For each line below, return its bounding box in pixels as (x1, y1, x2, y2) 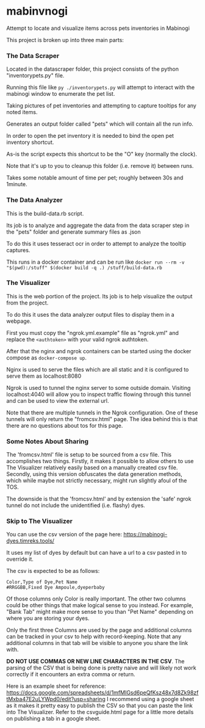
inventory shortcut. (6, 139, 54, 146)
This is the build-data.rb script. (6, 209, 84, 217)
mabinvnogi (6, 4, 68, 18)
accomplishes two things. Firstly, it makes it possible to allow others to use (6, 458, 194, 465)
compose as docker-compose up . (6, 354, 87, 361)
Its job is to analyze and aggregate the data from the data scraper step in (6, 222, 190, 229)
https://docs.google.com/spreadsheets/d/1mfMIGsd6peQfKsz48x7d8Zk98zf (6, 689, 199, 696)
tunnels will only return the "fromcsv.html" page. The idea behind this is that (6, 415, 198, 422)
